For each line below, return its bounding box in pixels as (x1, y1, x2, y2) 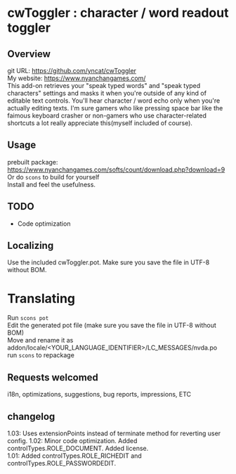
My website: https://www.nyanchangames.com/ (7, 74, 146, 82)
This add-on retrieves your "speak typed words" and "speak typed (7, 82, 201, 89)
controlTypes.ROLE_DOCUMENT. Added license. (7, 444, 149, 452)
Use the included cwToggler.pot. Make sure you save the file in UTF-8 (7, 258, 210, 267)
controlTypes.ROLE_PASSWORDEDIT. (7, 459, 117, 467)
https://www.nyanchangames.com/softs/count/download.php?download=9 (7, 165, 225, 174)
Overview (7, 48, 51, 60)
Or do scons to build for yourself (7, 172, 100, 181)
